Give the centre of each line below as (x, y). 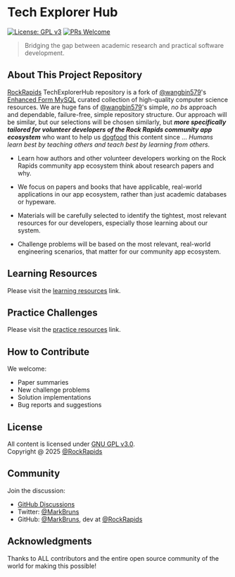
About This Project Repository (75, 75)
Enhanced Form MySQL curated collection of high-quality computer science (118, 99)
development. (44, 53)
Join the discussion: (36, 490)
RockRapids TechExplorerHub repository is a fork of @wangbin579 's (107, 92)
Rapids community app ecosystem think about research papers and (116, 166)
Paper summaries (43, 383)
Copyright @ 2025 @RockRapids (55, 451)
